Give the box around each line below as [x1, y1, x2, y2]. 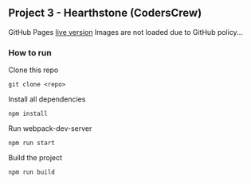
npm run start [8, 139, 56, 148]
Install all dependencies [8, 94, 86, 104]
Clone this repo [8, 65, 59, 75]
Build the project [8, 153, 62, 163]
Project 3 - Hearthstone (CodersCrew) [8, 6, 202, 20]
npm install [8, 110, 48, 118]
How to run [8, 47, 52, 58]
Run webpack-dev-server [8, 124, 92, 133]
